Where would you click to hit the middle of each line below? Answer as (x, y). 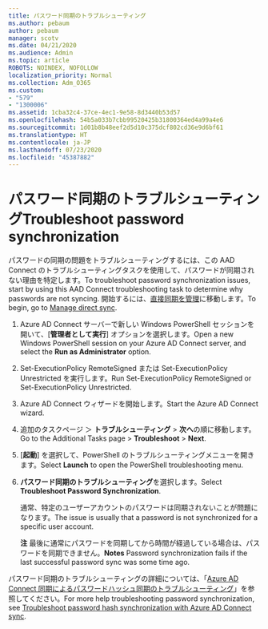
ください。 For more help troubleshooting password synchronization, (142, 599)
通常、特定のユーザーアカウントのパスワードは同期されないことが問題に (139, 508)
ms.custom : (26, 90)
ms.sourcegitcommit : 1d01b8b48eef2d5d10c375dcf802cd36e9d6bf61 (116, 127)
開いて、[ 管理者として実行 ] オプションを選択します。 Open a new (127, 334)
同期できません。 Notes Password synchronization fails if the (148, 553)
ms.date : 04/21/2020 (43, 46)
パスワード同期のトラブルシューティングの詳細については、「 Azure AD (124, 579)
